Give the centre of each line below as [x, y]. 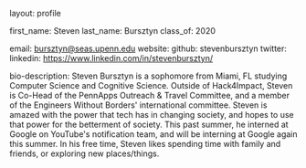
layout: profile [35, 13]
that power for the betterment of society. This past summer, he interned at [149, 124]
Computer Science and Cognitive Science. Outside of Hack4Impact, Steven [151, 85]
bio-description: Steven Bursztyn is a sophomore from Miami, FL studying [148, 76]
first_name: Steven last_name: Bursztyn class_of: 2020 [113, 31]
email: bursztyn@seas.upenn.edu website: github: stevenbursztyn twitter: [148, 48]
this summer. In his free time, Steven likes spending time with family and [145, 144]
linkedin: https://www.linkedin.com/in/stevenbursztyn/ [111, 58]
